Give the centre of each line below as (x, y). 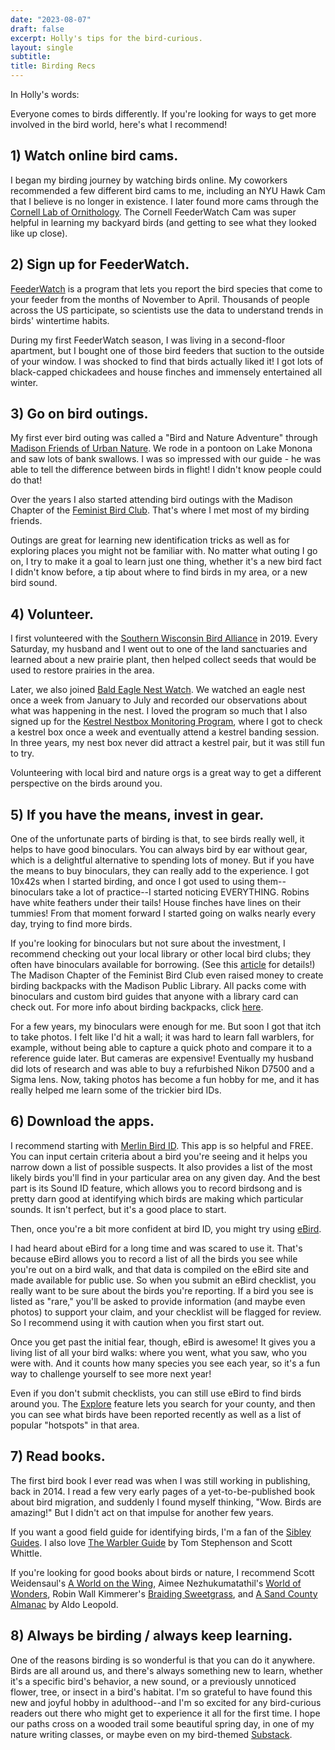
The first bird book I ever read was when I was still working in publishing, (160, 1480)
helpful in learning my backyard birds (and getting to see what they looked (163, 222)
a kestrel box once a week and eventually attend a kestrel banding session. (165, 732)
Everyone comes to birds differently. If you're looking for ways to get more (163, 114)
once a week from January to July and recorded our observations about (159, 700)
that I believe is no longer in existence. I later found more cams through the (165, 201)
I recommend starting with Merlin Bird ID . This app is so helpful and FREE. (162, 1145)
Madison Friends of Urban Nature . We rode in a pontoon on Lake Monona (161, 448)
